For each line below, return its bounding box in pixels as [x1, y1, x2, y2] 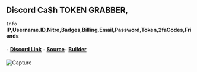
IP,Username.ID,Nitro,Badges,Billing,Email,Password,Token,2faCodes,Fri [6, 26, 192, 33]
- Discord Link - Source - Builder [6, 46, 87, 53]
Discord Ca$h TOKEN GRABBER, [6, 5, 129, 15]
